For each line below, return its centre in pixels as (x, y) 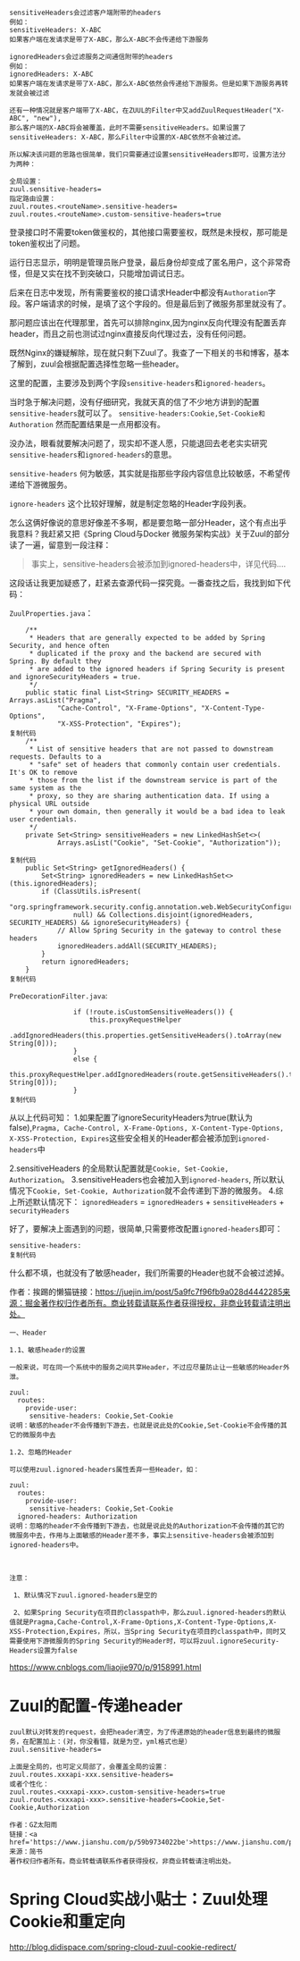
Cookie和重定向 (67, 1922)
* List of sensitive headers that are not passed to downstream (151, 749)
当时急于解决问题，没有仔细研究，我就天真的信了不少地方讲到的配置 (134, 402)
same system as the (46, 788)
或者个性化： (29, 1784)
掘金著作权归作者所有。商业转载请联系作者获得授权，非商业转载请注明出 (158, 1303)
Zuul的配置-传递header (96, 1706)
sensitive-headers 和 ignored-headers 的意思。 (93, 454)
